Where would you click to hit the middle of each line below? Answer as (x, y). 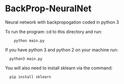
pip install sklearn (30, 77)
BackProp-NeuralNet (48, 9)
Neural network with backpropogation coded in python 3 (62, 22)
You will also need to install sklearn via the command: (59, 68)
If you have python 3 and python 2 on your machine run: (62, 50)
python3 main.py (26, 59)
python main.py (29, 41)
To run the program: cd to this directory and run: (54, 31)
